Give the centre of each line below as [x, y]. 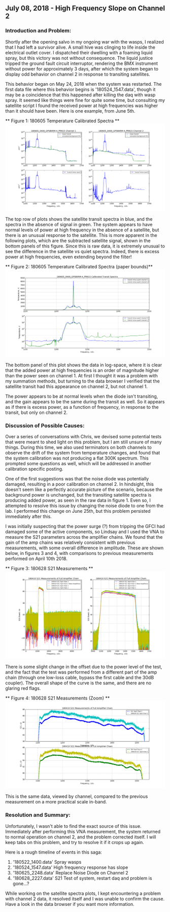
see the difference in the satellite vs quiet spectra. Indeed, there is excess [82, 251]
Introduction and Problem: [38, 31]
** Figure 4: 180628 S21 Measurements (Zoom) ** [58, 698]
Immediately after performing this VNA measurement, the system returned [83, 831]
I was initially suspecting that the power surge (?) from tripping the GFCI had [85, 527]
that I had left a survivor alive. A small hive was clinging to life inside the [80, 47]
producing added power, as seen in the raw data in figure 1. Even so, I [78, 500]
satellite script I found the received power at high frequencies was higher [82, 106]
